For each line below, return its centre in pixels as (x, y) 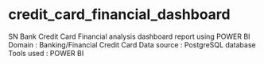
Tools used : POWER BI (46, 53)
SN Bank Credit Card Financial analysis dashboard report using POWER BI (129, 36)
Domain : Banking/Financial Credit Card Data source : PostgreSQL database (132, 44)
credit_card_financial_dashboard (119, 15)
